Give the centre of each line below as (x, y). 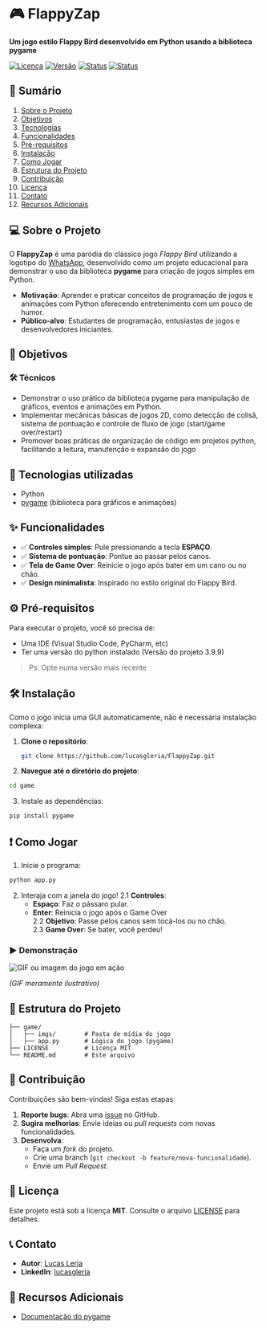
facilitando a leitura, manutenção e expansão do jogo (108, 450)
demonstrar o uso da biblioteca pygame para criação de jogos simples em (132, 271)
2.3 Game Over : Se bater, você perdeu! (97, 929)
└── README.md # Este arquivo (72, 1055)
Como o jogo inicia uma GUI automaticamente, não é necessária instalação (133, 717)
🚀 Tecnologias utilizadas (71, 474)
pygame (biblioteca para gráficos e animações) (99, 503)
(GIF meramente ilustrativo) (54, 984)
